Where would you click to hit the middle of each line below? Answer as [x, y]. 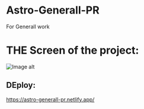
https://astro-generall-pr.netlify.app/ [50, 99]
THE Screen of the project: [73, 50]
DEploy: [21, 85]
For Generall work [28, 27]
